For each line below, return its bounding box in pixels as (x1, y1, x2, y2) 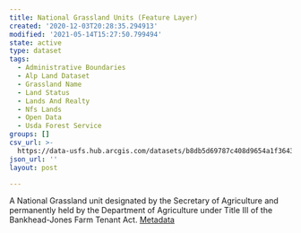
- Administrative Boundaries (17, 64, 126, 73)
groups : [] (9, 130, 50, 139)
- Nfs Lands (17, 105, 63, 114)
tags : (9, 55, 30, 64)
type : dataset (9, 47, 63, 56)
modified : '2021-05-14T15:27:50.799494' (9, 30, 163, 39)
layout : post (9, 163, 58, 172)
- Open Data (17, 113, 63, 122)
